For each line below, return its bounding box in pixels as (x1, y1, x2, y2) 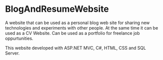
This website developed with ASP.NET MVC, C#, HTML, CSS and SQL (5, 45, 146, 51)
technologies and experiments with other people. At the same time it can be (5, 25, 159, 30)
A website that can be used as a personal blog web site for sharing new (5, 20, 150, 26)
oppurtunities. (5, 35, 33, 41)
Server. (5, 50, 20, 56)
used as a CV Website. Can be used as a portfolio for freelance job (5, 30, 140, 36)
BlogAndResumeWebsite (5, 3, 109, 15)
